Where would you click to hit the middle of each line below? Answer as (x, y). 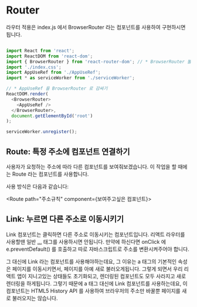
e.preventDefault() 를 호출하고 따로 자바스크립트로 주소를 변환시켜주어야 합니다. (98, 249)
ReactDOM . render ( (27, 94)
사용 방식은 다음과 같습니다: (38, 186)
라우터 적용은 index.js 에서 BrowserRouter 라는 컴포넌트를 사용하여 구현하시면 (96, 27)
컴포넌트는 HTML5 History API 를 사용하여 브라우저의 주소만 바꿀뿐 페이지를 (93, 291)
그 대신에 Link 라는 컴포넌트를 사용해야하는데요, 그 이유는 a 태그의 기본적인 (91, 261)
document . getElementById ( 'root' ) (52, 116)
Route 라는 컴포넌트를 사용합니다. (50, 174)
